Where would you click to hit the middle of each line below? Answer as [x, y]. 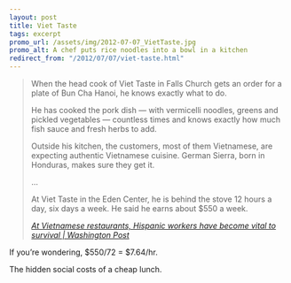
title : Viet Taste [43, 26]
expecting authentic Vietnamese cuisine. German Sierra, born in [148, 155]
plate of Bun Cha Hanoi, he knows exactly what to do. [129, 93]
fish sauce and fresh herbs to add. [94, 129]
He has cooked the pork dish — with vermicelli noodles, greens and [154, 110]
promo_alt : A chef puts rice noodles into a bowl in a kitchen [129, 50]
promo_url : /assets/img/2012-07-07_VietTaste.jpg [103, 42]
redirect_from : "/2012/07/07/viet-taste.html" [97, 58]
